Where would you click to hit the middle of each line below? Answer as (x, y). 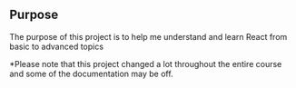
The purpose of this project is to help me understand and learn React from (148, 36)
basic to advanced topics (57, 46)
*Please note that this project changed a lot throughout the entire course (146, 64)
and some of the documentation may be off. (92, 73)
